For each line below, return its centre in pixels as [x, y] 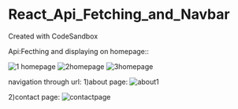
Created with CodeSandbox [53, 36]
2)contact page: [34, 96]
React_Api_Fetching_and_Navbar [119, 15]
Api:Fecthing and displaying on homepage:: [79, 51]
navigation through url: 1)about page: [68, 82]
